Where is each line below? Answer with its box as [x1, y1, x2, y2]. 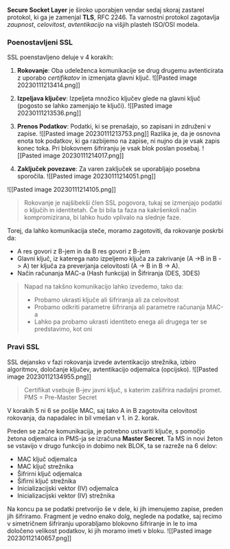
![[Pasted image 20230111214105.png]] [7, 186, 117, 194]
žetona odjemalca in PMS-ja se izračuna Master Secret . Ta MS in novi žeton [7, 434, 223, 442]
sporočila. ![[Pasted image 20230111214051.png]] [16, 172, 157, 181]
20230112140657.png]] [7, 534, 72, 542]
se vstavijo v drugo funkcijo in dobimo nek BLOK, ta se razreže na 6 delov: [7, 441, 218, 449]
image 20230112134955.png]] [7, 372, 91, 381]
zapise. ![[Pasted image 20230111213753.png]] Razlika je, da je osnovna [16, 130, 221, 138]
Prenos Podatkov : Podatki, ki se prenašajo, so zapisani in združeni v [16, 122, 211, 131]
